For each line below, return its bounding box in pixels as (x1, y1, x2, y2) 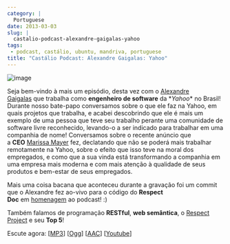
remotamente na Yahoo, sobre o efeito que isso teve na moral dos (7, 145, 194, 153)
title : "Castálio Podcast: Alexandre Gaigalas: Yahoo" (7, 55, 168, 62)
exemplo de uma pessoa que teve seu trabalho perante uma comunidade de (7, 116, 224, 124)
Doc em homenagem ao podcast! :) (7, 195, 108, 203)
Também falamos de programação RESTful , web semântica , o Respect (7, 208, 210, 217)
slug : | (7, 29, 30, 36)
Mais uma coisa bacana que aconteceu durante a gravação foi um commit (7, 180, 218, 189)
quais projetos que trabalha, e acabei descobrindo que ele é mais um (7, 109, 204, 117)
